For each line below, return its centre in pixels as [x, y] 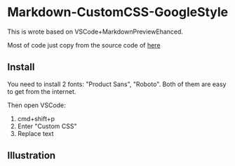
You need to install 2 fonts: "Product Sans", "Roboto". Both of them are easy [117, 84]
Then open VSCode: [37, 105]
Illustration [32, 156]
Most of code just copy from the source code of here [84, 45]
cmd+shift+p [36, 118]
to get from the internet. [42, 91]
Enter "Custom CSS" [47, 126]
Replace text [35, 133]
